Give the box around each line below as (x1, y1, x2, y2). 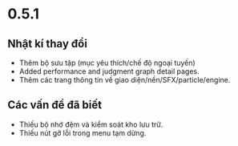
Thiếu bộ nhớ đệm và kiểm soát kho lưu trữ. (18, 120, 163, 129)
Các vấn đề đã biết (7, 98, 102, 112)
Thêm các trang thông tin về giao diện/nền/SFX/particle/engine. (18, 75, 231, 84)
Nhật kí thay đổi (7, 37, 87, 51)
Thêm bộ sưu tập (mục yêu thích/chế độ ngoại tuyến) (18, 58, 196, 67)
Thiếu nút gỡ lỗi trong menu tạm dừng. (18, 128, 147, 137)
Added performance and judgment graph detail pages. (18, 67, 200, 76)
